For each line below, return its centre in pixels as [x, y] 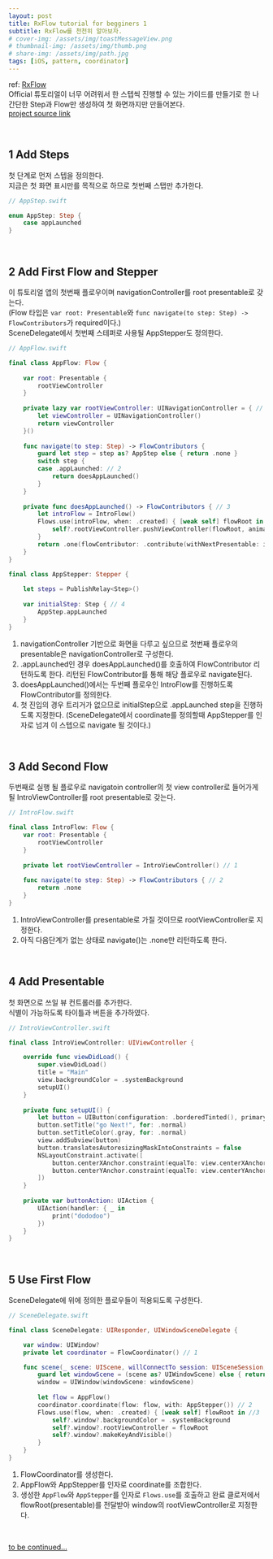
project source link [40, 113]
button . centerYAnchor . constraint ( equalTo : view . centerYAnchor [159, 1170]
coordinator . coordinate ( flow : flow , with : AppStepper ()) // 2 [145, 1405]
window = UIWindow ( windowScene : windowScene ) [116, 1383]
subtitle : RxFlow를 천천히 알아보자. [65, 31]
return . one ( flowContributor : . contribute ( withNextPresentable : [149, 544]
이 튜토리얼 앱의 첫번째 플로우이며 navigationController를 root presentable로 [132, 292]
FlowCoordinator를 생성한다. [67, 1474]
